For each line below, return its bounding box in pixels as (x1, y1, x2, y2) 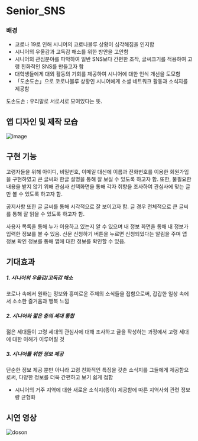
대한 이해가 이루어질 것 (12, 336, 65, 343)
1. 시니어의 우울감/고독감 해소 (6, 274, 73, 281)
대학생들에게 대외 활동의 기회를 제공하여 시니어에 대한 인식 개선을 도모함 (14, 70, 181, 77)
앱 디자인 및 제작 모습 (6, 116, 78, 127)
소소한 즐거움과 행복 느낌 (12, 297, 70, 305)
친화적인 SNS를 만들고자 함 (21, 63, 84, 70)
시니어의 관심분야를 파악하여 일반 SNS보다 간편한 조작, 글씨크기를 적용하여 (14, 56, 187, 63)
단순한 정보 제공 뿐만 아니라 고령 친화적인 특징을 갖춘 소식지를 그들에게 (6, 367, 168, 374)
